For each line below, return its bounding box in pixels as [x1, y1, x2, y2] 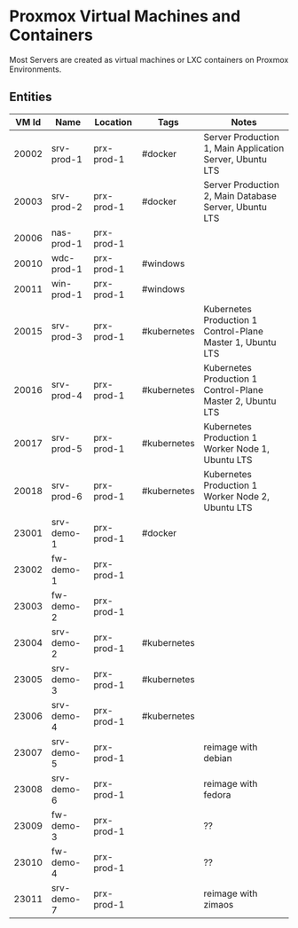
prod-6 [51, 490, 82, 502]
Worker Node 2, [203, 490, 271, 502]
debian [203, 751, 232, 764]
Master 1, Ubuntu [203, 335, 277, 348]
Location [94, 115, 133, 128]
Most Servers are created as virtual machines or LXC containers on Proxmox [9, 54, 289, 65]
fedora [203, 788, 231, 800]
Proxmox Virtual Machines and [9, 6, 241, 27]
